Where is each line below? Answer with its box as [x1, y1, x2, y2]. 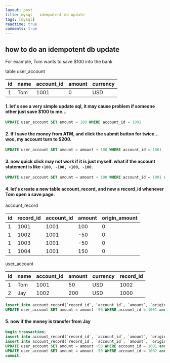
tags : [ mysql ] [5, 17, 35, 22]
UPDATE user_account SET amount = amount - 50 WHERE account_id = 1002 [5, 348, 157, 353]
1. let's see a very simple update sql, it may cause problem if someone [5, 103, 155, 109]
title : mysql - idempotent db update [5, 12, 85, 17]
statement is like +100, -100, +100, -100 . [5, 163, 93, 170]
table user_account [5, 68, 46, 74]
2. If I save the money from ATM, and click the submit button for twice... [5, 130, 159, 137]
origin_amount [102, 214, 138, 222]
